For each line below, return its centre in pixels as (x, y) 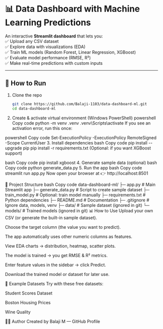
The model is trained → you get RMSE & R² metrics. (56, 255)
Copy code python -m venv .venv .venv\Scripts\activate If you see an (81, 123)
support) (14, 153)
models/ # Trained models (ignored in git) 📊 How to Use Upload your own (79, 210)
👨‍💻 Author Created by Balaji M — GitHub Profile (53, 321)
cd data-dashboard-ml (34, 109)
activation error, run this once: (42, 128)
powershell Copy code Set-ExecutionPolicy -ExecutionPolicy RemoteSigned (81, 137)
